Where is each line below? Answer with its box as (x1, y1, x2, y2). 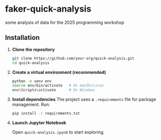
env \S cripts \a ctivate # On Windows (12, 87, 95, 93)
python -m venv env (12, 79, 52, 84)
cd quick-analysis (12, 60, 50, 65)
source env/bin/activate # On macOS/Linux (12, 83, 104, 88)
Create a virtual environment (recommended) (12, 69, 106, 75)
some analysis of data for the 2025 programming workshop (5, 19, 125, 25)
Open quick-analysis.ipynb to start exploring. (12, 129, 105, 135)
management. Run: (12, 102, 50, 107)
